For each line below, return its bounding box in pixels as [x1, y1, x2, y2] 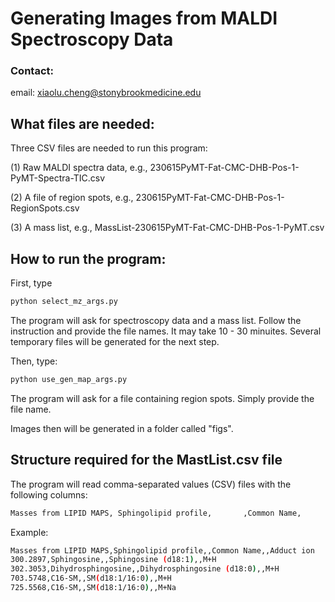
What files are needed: [10, 115, 155, 132]
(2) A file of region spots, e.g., [10, 192, 134, 204]
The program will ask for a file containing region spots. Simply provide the [10, 392, 315, 404]
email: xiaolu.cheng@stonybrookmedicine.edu [10, 87, 202, 99]
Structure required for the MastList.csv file [10, 452, 283, 469]
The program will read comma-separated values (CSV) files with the [10, 478, 292, 490]
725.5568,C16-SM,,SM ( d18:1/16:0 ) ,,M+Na [10, 583, 177, 593]
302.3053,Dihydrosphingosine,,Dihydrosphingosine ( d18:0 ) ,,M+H [10, 564, 280, 574]
